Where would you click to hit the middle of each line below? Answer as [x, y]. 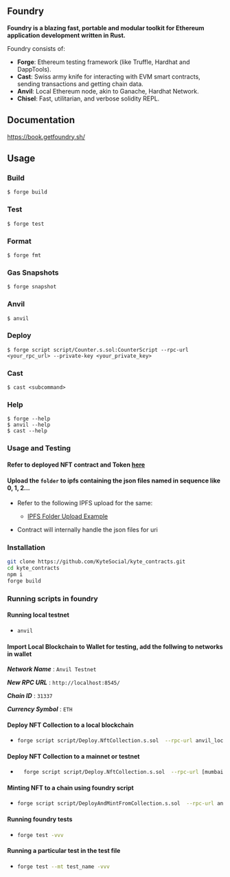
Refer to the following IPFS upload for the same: [85, 503]
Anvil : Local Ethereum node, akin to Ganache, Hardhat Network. [108, 91]
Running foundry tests [40, 819]
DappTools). [34, 69]
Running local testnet [38, 615]
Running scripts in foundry [53, 598]
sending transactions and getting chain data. [80, 84]
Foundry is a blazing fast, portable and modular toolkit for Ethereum [106, 28]
